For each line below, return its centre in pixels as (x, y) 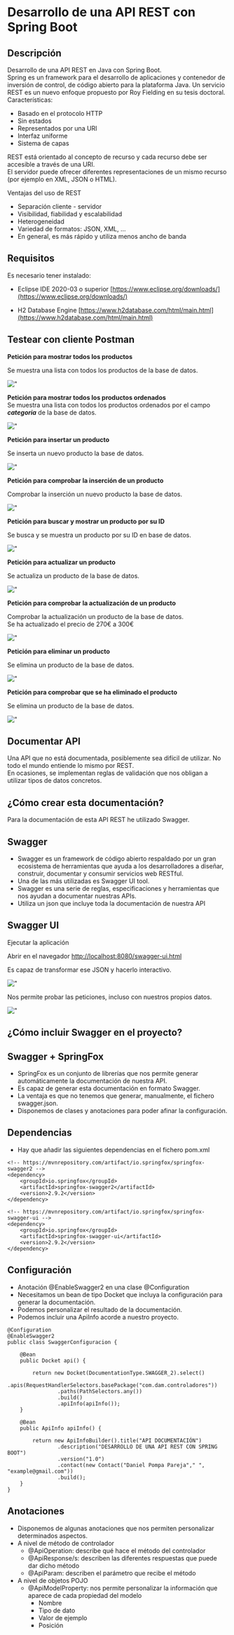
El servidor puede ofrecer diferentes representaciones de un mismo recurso (117, 172)
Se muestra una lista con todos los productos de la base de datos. (103, 370)
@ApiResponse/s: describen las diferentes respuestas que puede (122, 1558)
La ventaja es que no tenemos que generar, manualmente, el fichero (116, 1096)
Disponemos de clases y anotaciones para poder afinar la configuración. (122, 1111)
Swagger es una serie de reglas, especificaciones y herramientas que (118, 889)
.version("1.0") (81, 1459)
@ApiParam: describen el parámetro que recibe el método (112, 1573)
